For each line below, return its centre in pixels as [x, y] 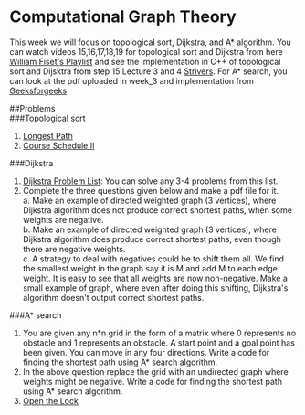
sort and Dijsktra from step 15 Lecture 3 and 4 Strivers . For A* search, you [148, 71]
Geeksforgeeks [38, 90]
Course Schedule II [58, 145]
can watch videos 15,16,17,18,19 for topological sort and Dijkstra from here [146, 51]
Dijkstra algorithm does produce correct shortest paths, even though [152, 239]
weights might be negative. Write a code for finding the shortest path [152, 381]
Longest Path [47, 135]
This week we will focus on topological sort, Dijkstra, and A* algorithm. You [151, 42]
